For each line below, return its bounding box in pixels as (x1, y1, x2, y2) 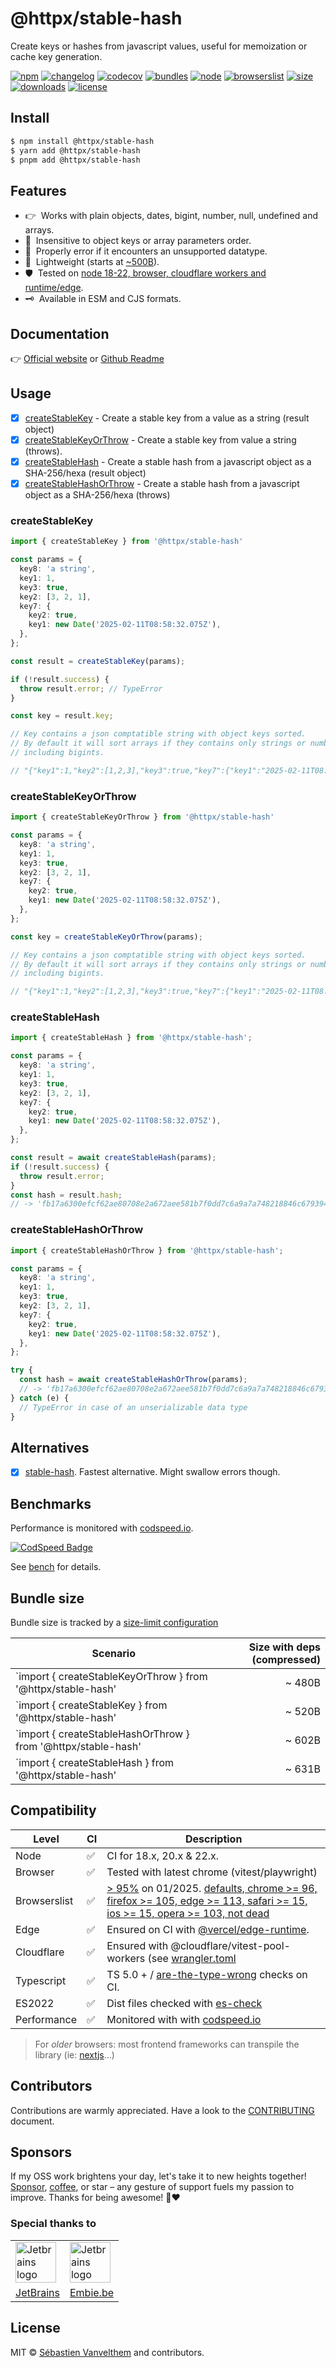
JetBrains (15, 2285, 60, 2299)
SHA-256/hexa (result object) (24, 467, 147, 479)
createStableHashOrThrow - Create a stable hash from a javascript (24, 478, 300, 489)
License (10, 2320, 61, 2337)
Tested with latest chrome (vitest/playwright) (106, 1865, 318, 1879)
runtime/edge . (24, 282, 84, 294)
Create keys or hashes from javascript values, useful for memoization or (10, 40, 308, 52)
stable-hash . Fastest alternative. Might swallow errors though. (24, 1466, 281, 1478)
